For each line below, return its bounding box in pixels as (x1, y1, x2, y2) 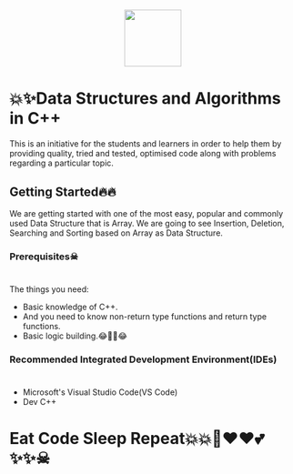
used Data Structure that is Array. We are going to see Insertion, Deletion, (9, 217, 285, 228)
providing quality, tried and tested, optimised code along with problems (9, 148, 277, 159)
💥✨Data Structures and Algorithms (9, 88, 282, 109)
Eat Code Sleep (9, 429, 127, 449)
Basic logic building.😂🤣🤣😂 (22, 330, 127, 341)
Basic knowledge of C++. (22, 301, 118, 313)
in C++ (9, 108, 62, 129)
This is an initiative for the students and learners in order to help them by (9, 138, 282, 149)
